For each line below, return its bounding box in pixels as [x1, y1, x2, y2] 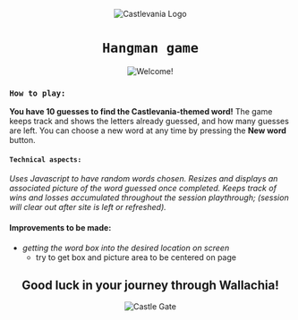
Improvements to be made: [9, 223, 112, 233]
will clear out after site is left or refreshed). [9, 202, 167, 213]
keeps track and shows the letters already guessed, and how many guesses [9, 116, 289, 127]
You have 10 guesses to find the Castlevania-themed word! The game [9, 106, 273, 117]
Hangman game [102, 40, 199, 57]
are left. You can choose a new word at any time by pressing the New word [9, 125, 286, 136]
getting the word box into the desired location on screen [21, 242, 230, 253]
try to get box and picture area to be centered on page [35, 251, 237, 263]
